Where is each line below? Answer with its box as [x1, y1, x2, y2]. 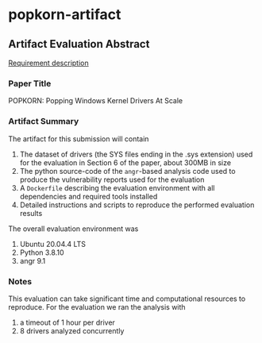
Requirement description [8, 58, 89, 67]
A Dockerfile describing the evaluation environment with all [19, 183, 215, 192]
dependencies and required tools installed [19, 191, 158, 201]
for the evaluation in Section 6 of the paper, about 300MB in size [19, 157, 232, 168]
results [19, 208, 43, 218]
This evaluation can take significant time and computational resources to [8, 294, 246, 303]
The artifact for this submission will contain [8, 133, 149, 144]
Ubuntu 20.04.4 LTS [19, 239, 86, 249]
